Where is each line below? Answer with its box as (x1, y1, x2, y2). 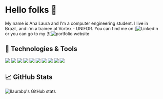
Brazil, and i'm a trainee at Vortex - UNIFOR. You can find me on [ (5, 25, 137, 31)
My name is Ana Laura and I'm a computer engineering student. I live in (5, 20, 148, 26)
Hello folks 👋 (5, 4, 57, 16)
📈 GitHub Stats (5, 73, 53, 82)
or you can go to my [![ (5, 31, 51, 36)
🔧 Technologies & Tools (5, 45, 78, 53)
